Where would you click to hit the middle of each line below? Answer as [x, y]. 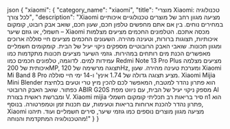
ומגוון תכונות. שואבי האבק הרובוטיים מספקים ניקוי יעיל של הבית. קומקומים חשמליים [114, 46]
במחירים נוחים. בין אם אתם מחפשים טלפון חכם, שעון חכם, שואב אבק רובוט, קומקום [115, 24]
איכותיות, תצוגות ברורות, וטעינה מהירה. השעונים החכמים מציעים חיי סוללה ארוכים [113, 39]
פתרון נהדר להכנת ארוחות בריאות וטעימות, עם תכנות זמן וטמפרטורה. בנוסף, [105, 104]
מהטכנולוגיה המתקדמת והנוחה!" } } [53, 118]
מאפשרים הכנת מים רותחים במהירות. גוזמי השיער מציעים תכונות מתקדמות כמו [109, 53]
